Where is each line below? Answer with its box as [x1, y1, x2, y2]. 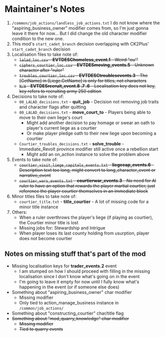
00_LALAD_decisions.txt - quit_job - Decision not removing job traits [19, 98, 159, 104]
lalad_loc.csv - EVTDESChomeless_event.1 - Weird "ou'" [19, 56, 139, 62]
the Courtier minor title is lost [19, 219, 79, 226]
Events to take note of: [11, 156, 58, 162]
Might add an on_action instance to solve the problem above [26, 151, 150, 157]
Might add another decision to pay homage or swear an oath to [26, 120, 155, 126]
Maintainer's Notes [4, 3, 85, 15]
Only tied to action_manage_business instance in [19, 299, 119, 305]
